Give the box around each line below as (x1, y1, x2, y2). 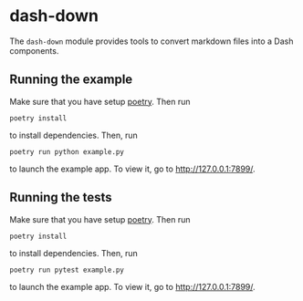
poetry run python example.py (9, 147, 125, 156)
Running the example (9, 72, 133, 88)
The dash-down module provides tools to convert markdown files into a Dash (9, 36, 294, 47)
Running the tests (9, 190, 112, 205)
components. (9, 45, 59, 56)
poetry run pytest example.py (9, 265, 125, 275)
